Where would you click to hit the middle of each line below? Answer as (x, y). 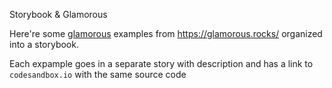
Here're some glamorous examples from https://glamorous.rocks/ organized (166, 33)
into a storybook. (44, 44)
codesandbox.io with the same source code (98, 74)
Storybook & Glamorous (58, 14)
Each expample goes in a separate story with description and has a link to (161, 63)
